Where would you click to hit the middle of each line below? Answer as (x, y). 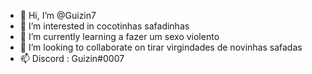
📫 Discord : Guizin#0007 (72, 58)
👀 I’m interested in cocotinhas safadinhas (104, 26)
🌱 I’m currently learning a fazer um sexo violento (119, 36)
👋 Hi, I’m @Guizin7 (58, 15)
